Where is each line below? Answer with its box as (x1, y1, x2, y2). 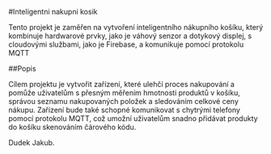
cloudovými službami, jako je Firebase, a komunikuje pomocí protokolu (8, 40, 244, 49)
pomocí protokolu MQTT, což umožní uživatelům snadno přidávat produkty (8, 114, 258, 123)
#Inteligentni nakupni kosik (8, 7, 98, 16)
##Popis (8, 64, 36, 73)
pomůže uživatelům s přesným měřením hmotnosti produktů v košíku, (8, 88, 240, 98)
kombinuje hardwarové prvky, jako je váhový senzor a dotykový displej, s (8, 31, 252, 40)
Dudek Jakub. (8, 138, 55, 148)
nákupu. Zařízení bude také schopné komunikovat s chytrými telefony (8, 105, 241, 114)
